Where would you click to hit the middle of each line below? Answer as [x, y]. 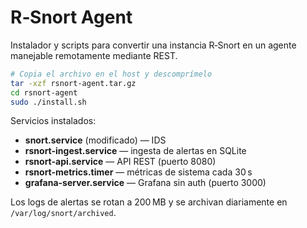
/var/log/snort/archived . [63, 213]
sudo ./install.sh [48, 102]
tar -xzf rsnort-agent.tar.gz [73, 83]
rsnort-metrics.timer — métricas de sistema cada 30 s [138, 172]
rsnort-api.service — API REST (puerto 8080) [120, 162]
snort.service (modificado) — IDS [95, 140]
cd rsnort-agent [44, 92]
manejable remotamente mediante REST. [94, 55]
